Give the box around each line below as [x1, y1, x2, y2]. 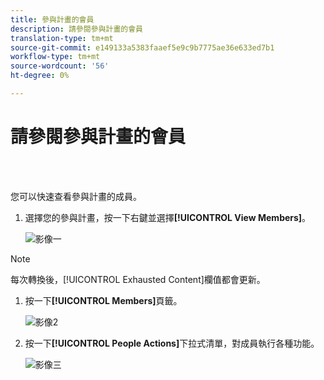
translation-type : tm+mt [10, 33, 114, 43]
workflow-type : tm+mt [10, 52, 101, 62]
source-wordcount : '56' [10, 61, 110, 71]
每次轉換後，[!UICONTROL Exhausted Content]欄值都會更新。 [10, 273, 266, 285]
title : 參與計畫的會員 [10, 14, 95, 25]
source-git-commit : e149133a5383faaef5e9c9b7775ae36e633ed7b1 [10, 42, 275, 53]
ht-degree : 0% [10, 71, 70, 81]
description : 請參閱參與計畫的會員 [10, 24, 143, 34]
